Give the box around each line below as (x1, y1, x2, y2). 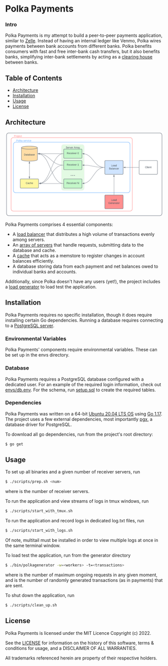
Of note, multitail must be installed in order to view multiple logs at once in (5, 537, 158, 543)
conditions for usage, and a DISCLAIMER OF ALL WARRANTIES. (5, 645, 137, 651)
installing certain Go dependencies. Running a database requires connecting (5, 317, 163, 323)
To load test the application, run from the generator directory (5, 553, 131, 559)
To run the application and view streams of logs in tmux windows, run (5, 498, 149, 504)
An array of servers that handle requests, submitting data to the (12, 242, 144, 248)
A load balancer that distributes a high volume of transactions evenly (12, 231, 155, 237)
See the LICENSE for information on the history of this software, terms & (5, 640, 154, 646)
